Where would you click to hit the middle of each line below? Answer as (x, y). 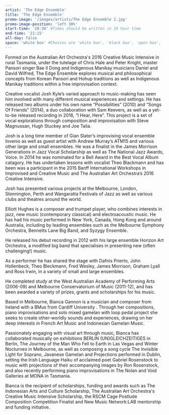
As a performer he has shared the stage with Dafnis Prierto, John (73, 261)
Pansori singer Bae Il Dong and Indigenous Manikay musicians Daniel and (81, 68)
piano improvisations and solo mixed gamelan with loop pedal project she (81, 312)
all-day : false (21, 38)
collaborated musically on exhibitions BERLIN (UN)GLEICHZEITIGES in (78, 338)
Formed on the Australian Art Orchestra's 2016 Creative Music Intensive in (82, 57)
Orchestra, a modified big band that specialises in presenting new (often (80, 245)
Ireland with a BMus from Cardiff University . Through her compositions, (80, 307)
